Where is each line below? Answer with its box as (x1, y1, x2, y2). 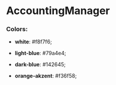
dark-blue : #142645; (14, 61, 66, 68)
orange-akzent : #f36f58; (14, 72, 77, 80)
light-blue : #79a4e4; (14, 50, 66, 57)
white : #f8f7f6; (14, 38, 52, 45)
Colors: (6, 25, 28, 33)
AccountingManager (6, 4, 111, 18)
